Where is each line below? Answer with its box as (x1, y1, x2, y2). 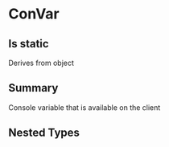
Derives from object (8, 58, 75, 67)
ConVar (8, 5, 60, 23)
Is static (8, 37, 50, 51)
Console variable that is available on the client (8, 102, 161, 112)
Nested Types (8, 126, 80, 140)
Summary (8, 81, 59, 95)
